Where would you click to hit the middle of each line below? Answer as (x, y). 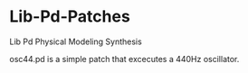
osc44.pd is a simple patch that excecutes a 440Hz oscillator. (124, 59)
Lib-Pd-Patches (70, 17)
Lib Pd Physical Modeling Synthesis (76, 41)
